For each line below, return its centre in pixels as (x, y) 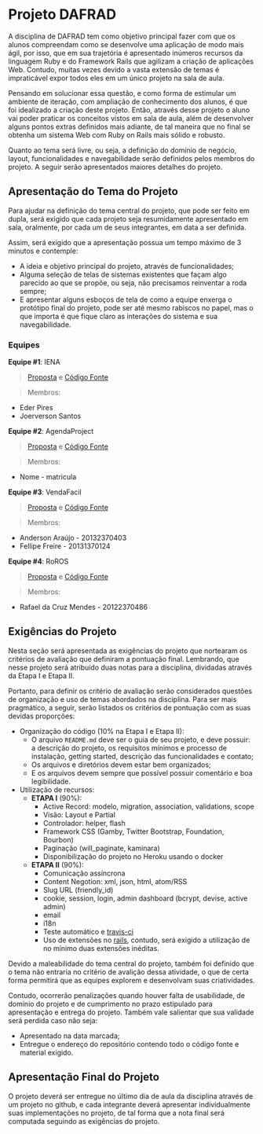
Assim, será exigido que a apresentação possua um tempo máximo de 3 (125, 242)
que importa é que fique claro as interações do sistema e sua (119, 316)
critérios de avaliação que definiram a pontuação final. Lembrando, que (124, 659)
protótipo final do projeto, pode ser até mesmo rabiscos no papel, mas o (136, 307)
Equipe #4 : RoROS (38, 561)
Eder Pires (36, 408)
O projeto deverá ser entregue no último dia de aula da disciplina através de (131, 1096)
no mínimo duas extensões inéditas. (101, 948)
